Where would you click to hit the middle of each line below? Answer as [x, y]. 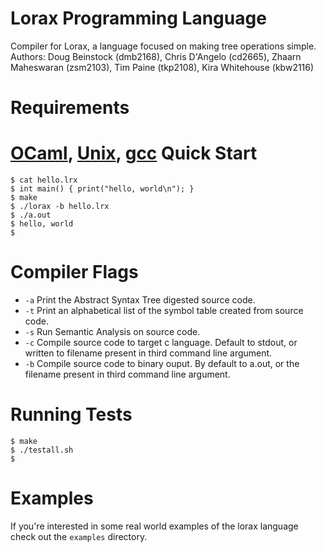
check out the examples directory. [79, 536]
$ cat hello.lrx [44, 180]
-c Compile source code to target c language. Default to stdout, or [161, 342]
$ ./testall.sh [42, 450]
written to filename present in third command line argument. [148, 353]
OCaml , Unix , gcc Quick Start [134, 153]
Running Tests [71, 414]
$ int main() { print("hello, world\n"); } [102, 189]
